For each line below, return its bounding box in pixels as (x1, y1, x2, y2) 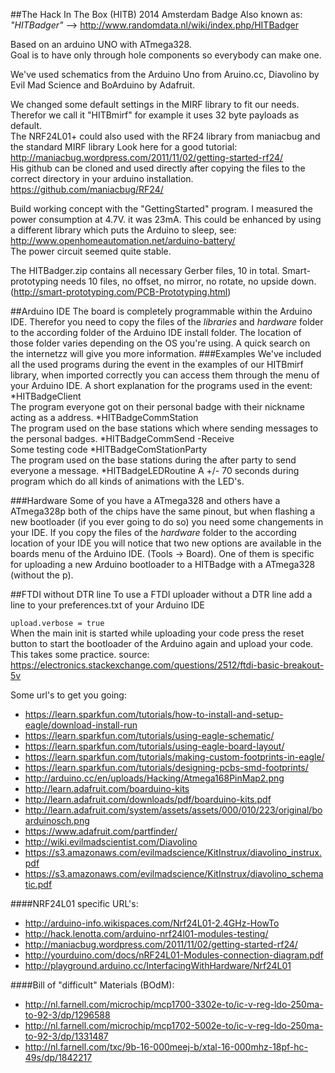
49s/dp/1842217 (24, 1052, 93, 1063)
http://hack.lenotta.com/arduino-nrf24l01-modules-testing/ (24, 928, 269, 939)
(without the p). (10, 569, 74, 581)
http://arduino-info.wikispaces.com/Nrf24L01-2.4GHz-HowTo (24, 917, 280, 929)
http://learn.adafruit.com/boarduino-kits (24, 783, 190, 794)
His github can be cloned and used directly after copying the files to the (10, 162, 306, 174)
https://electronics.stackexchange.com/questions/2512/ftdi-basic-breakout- (10, 659, 325, 671)
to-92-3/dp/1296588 (24, 1009, 111, 1021)
